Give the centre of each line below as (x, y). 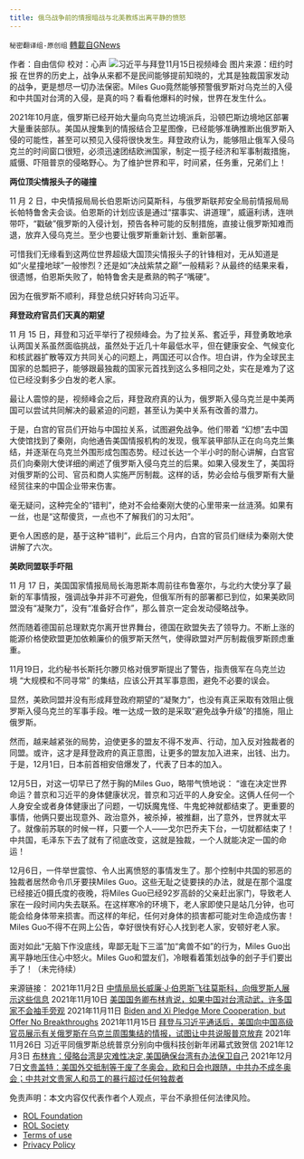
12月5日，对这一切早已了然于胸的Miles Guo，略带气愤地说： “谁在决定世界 (148, 783)
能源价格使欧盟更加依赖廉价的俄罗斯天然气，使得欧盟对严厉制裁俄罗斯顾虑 (148, 638)
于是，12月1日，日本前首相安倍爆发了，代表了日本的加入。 (118, 764)
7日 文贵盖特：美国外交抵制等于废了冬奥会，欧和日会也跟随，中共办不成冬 (146, 1067)
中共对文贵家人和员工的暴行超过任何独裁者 (104, 1078)
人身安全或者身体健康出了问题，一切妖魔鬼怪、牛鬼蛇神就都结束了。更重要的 (152, 805)
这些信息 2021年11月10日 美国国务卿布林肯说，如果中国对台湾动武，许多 (151, 999)
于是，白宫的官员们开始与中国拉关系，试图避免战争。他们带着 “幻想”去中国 (149, 429)
